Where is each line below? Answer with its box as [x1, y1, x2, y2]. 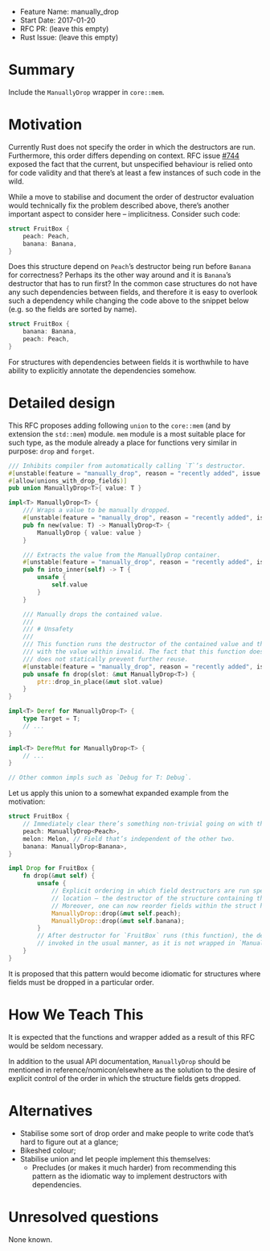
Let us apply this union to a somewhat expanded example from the [8, 789, 229, 798]
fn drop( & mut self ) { [22, 872, 95, 880]
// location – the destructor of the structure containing [51, 894, 253, 902]
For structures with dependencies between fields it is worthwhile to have [8, 357, 249, 367]
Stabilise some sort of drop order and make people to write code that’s [19, 1128, 255, 1138]
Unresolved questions [8, 1208, 159, 1226]
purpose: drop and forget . [8, 446, 95, 456]
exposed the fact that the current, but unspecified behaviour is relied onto [8, 159, 253, 168]
